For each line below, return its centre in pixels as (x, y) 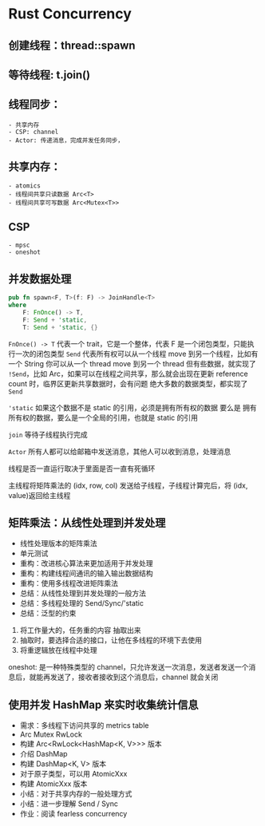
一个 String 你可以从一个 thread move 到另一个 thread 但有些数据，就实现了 (132, 363)
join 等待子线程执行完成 (48, 434)
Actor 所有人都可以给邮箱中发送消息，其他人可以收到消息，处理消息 (120, 451)
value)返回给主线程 (40, 495)
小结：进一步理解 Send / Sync (69, 804)
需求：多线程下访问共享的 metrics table (84, 725)
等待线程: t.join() (49, 75)
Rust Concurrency (70, 14)
